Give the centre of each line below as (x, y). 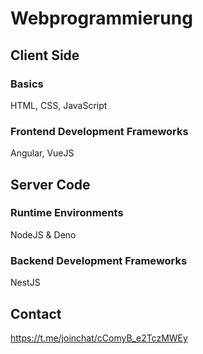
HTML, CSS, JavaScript (59, 105)
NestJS (25, 283)
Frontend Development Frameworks (99, 131)
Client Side (45, 55)
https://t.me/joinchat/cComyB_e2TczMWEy (99, 338)
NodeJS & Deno (43, 234)
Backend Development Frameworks (99, 260)
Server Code (50, 184)
